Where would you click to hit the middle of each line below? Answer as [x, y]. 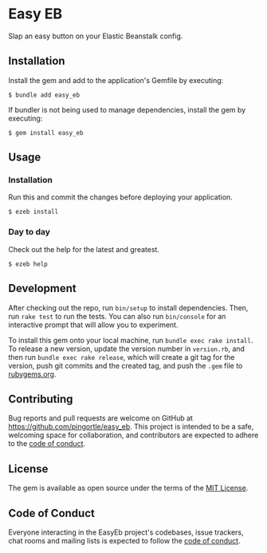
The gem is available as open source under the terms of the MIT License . [128, 488]
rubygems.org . [32, 374]
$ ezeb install [33, 212]
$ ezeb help [28, 264]
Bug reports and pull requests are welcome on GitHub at [101, 418]
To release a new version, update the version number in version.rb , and [127, 349]
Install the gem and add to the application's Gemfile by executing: [116, 80]
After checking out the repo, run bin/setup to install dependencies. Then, [128, 307]
